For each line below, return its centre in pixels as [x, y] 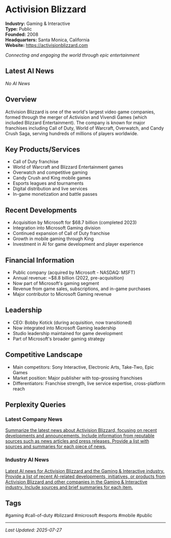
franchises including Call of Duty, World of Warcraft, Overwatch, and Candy [85, 128]
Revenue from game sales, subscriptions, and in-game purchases [82, 289]
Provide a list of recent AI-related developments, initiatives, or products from [85, 476]
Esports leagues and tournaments [48, 183]
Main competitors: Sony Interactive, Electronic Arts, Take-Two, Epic [83, 367]
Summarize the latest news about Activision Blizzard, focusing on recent [81, 430]
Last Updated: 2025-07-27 [34, 530]
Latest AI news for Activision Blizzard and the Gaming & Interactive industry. [85, 471]
